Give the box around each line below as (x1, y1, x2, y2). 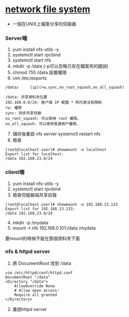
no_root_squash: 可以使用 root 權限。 (5, 116, 81, 121)
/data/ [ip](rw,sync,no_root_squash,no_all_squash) (5, 85, 124, 90)
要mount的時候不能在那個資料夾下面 (5, 235, 80, 241)
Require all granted (14, 292, 57, 297)
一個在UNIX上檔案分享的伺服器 (12, 21, 77, 27)
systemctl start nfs (12, 57, 51, 64)
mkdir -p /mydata (12, 219, 49, 225)
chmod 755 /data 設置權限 (12, 70, 67, 76)
